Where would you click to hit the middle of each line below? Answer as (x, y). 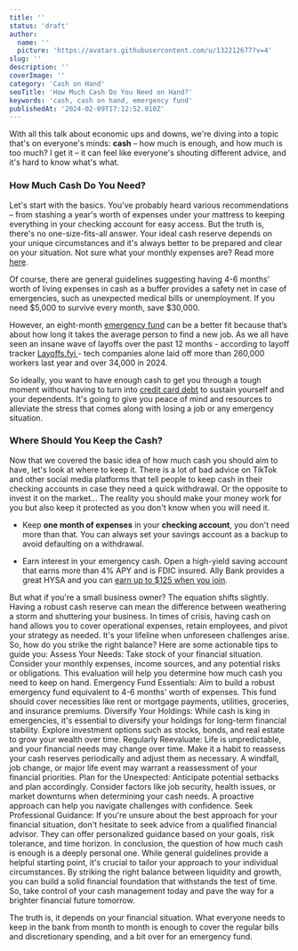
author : (24, 34)
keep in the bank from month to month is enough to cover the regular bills (144, 927)
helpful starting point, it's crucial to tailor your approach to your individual (144, 862)
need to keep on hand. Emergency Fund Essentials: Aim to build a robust (142, 682)
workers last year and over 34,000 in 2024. (89, 363)
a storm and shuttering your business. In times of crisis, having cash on (140, 616)
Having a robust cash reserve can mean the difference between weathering (148, 606)
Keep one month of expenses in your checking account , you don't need (156, 525)
